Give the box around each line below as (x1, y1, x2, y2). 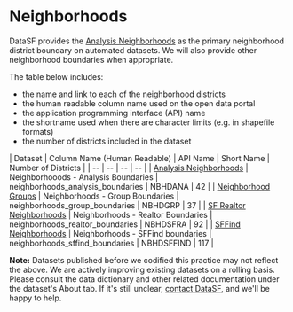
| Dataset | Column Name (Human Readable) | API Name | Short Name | (9, 152, 271, 163)
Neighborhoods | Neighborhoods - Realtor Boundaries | (9, 209, 213, 220)
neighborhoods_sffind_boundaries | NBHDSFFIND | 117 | (9, 238, 215, 248)
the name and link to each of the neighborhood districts (21, 89, 226, 99)
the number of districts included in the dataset (21, 136, 192, 146)
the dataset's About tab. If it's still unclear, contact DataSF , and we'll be (9, 283, 271, 293)
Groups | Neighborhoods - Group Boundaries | (9, 191, 179, 201)
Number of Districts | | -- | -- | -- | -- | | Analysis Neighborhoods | (9, 162, 249, 173)
